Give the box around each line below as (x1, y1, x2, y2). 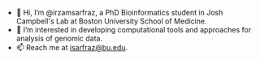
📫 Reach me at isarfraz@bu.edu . (15, 43, 128, 52)
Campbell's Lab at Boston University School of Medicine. (15, 16, 207, 26)
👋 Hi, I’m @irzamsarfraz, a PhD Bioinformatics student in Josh (15, 8, 223, 17)
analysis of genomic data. (15, 33, 103, 43)
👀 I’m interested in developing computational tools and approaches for (15, 25, 252, 34)
